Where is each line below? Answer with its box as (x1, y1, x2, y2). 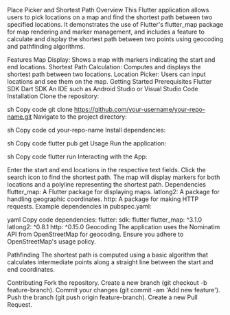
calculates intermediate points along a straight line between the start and (7, 258, 214, 266)
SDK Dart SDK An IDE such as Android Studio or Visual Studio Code (7, 85, 198, 93)
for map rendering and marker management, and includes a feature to (7, 27, 205, 36)
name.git (7, 113, 32, 121)
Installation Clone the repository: (7, 92, 100, 100)
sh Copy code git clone (7, 106, 73, 113)
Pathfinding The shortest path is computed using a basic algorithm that (7, 250, 208, 259)
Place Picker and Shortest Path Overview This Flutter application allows (7, 6, 209, 14)
